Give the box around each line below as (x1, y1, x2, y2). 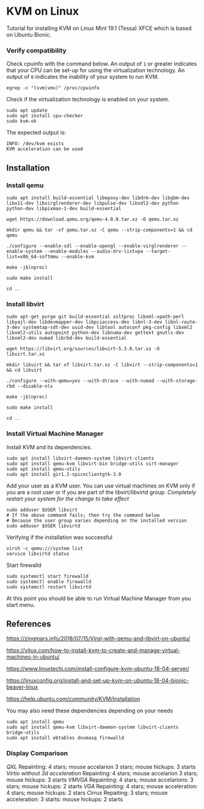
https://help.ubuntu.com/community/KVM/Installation (6, 695, 140, 703)
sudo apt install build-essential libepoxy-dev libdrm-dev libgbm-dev (6, 194, 190, 201)
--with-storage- (156, 378, 199, 384)
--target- (145, 248, 171, 254)
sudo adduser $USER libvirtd (6, 522, 81, 529)
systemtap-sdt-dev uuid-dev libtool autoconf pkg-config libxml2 (22, 324, 192, 331)
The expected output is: (6, 129, 67, 136)
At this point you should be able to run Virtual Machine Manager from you (6, 595, 191, 602)
